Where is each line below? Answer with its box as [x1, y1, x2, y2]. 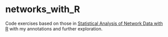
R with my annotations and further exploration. [5, 25, 103, 31]
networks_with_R [5, 4, 80, 15]
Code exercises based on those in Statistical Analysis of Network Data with [5, 20, 163, 26]
